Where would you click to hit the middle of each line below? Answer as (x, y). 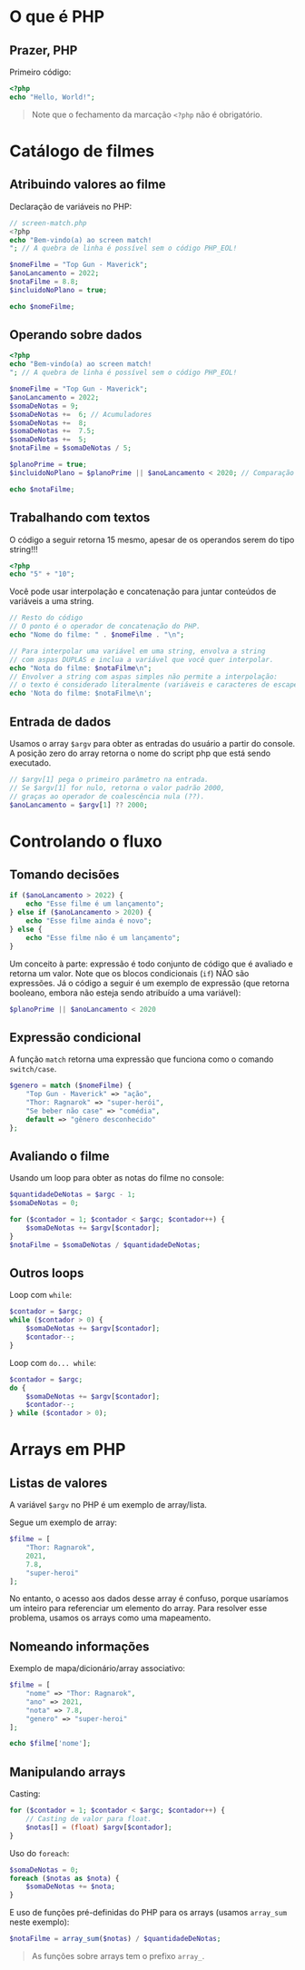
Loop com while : (41, 1295)
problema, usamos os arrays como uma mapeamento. (110, 1618)
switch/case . (33, 1069)
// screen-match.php (49, 223)
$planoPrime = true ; (49, 465)
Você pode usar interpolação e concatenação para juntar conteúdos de (143, 591)
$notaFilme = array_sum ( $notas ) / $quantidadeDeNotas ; (115, 1939)
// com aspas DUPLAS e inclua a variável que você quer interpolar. (142, 659)
